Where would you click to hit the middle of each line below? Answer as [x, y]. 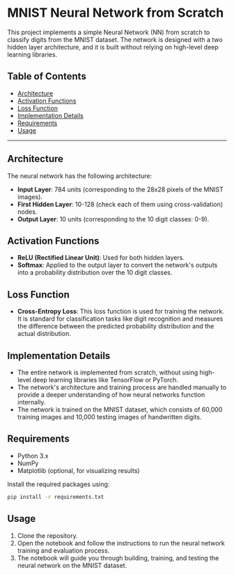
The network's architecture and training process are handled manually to [122, 387]
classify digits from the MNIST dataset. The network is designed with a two [115, 39]
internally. [31, 402]
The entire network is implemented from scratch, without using [108, 372]
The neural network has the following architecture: [79, 175]
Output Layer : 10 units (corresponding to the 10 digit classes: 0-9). [113, 219]
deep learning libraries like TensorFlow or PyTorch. [106, 380]
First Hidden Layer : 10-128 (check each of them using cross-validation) [120, 204]
